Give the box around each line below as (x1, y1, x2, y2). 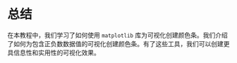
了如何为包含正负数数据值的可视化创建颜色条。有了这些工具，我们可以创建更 (7, 39, 230, 48)
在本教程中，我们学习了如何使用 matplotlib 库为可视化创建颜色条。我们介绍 (7, 31, 228, 39)
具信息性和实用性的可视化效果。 (7, 48, 100, 57)
